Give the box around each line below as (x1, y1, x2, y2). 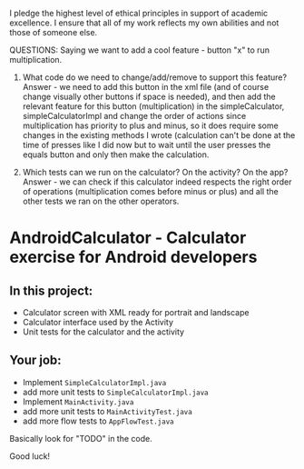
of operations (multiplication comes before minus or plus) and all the (22, 186, 279, 196)
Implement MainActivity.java (22, 395, 134, 407)
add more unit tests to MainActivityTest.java (22, 405, 192, 416)
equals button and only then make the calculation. (22, 149, 210, 160)
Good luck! (9, 450, 51, 462)
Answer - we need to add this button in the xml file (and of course (22, 82, 270, 92)
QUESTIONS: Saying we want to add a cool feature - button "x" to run (9, 45, 270, 55)
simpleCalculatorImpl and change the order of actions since (22, 111, 247, 121)
